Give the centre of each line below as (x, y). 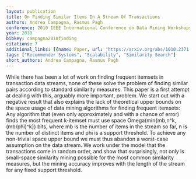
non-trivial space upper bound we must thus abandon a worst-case (87, 139)
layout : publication (31, 11)
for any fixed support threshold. (44, 170)
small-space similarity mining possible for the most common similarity (90, 157)
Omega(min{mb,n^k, (152, 120)
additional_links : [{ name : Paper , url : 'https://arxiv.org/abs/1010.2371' (99, 50)
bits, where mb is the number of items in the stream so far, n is (112, 127)
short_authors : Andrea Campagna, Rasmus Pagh (62, 60)
